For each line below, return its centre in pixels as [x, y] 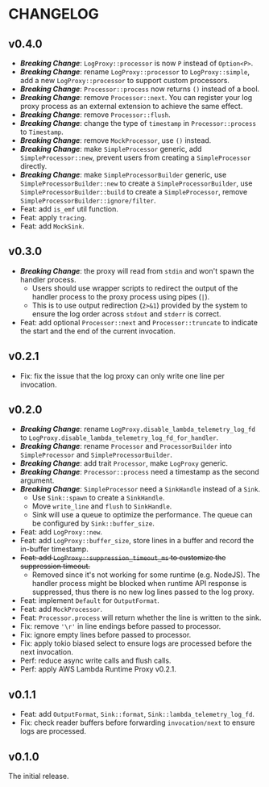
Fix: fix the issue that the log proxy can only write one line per [122, 375]
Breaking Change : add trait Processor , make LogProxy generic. [124, 463]
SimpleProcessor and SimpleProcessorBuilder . [96, 455]
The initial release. [39, 777]
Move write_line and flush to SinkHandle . [102, 506]
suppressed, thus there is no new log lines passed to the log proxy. [143, 592]
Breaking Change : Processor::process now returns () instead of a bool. [140, 89]
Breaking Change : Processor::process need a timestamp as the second [139, 472]
